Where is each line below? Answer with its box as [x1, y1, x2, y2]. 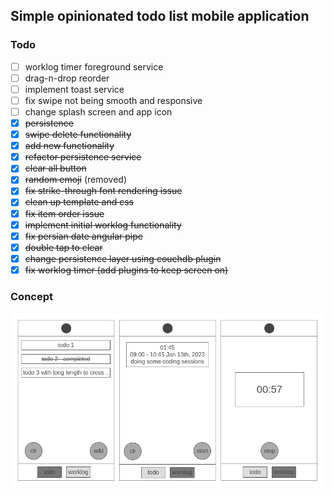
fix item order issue [24, 207, 105, 219]
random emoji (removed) [24, 174, 128, 186]
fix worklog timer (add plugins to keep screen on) [24, 264, 229, 276]
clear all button [24, 162, 87, 174]
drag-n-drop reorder [24, 72, 110, 84]
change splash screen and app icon [24, 105, 173, 118]
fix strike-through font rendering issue [24, 185, 183, 197]
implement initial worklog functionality [24, 219, 182, 231]
